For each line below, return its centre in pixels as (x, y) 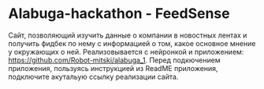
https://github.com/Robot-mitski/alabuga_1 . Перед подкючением (114, 60)
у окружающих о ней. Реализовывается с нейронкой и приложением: (126, 52)
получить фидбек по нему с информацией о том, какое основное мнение (132, 43)
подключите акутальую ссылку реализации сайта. (93, 77)
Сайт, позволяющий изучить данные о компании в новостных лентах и (128, 35)
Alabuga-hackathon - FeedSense (119, 14)
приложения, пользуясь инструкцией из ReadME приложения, (113, 68)
